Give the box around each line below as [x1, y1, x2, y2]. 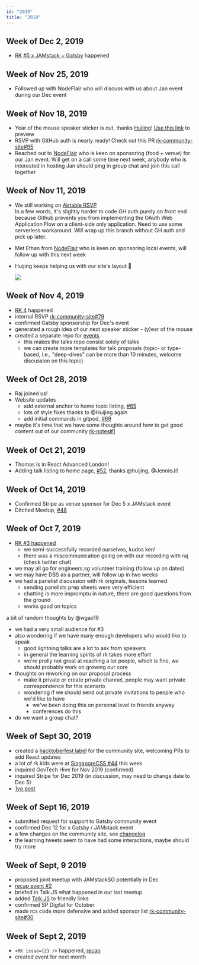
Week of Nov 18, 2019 [6, 108, 88, 119]
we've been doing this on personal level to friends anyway [32, 701, 175, 708]
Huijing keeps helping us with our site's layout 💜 [14, 262, 132, 269]
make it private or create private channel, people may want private [23, 676, 186, 683]
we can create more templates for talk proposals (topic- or [23, 344, 167, 351]
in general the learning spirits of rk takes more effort [23, 651, 152, 658]
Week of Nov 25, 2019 [6, 69, 89, 79]
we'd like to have [23, 695, 65, 702]
